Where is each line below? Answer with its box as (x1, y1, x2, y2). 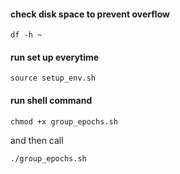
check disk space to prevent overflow (10, 8, 170, 20)
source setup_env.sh (10, 73, 97, 84)
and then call (10, 134, 64, 146)
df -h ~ (10, 30, 43, 40)
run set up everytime (10, 51, 100, 63)
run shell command (10, 95, 93, 106)
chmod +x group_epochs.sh (10, 116, 118, 127)
